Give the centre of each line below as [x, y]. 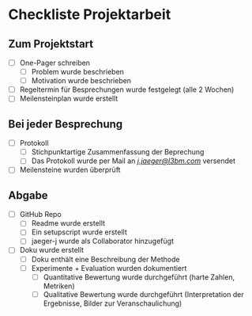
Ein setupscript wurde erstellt [79, 232]
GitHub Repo [40, 215]
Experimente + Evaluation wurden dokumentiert [109, 268]
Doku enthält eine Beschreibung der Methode [105, 259]
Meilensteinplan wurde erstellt [69, 99]
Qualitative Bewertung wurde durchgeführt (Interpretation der [143, 294]
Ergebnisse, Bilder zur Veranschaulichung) [113, 303]
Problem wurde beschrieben [78, 72]
